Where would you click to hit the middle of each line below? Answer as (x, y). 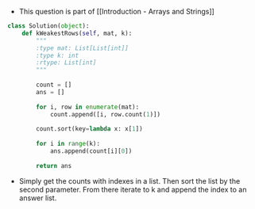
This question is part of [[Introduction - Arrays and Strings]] (117, 11)
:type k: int (58, 55)
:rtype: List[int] (66, 63)
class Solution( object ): (48, 26)
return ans (54, 165)
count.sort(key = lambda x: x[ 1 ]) (90, 129)
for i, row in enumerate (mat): (88, 107)
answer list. (38, 198)
